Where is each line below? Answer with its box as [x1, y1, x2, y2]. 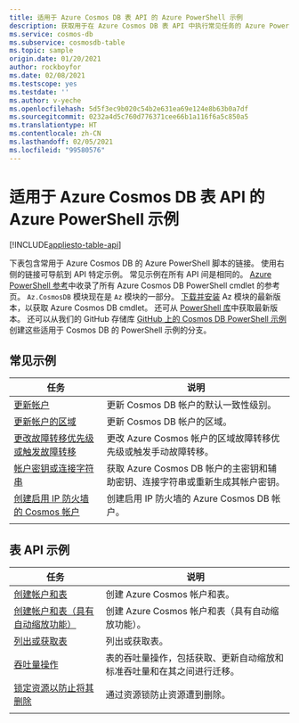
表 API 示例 [9, 542, 70, 557]
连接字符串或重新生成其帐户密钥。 [141, 476, 286, 489]
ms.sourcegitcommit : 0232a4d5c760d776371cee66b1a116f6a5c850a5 [9, 112, 249, 121]
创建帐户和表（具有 [13, 605, 95, 618]
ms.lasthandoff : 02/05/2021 [9, 137, 114, 146]
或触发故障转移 [13, 446, 77, 458]
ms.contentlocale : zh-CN [9, 129, 101, 138]
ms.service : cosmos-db [9, 29, 93, 38]
